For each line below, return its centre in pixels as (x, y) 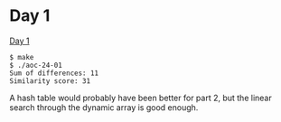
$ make (22, 57)
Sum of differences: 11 (54, 73)
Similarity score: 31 (50, 81)
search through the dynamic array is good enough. (104, 107)
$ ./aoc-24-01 (36, 65)
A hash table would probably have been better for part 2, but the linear (141, 98)
